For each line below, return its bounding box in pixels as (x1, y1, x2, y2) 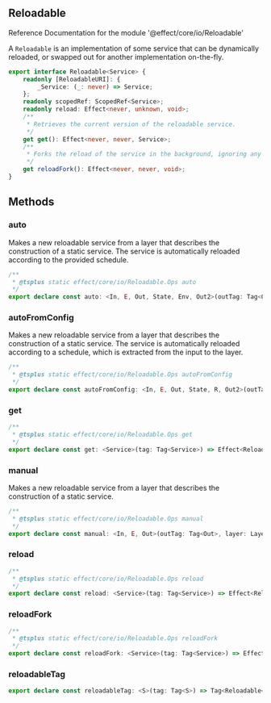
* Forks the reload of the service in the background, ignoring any (26, 150, 262, 158)
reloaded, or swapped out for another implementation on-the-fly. (8, 52, 224, 61)
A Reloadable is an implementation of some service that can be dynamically (8, 44, 260, 53)
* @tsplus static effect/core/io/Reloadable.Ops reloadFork (11, 634, 219, 642)
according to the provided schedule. (8, 254, 129, 265)
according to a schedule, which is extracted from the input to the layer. (8, 347, 244, 358)
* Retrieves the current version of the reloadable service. (26, 120, 236, 128)
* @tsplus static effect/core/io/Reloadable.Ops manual (11, 514, 204, 523)
